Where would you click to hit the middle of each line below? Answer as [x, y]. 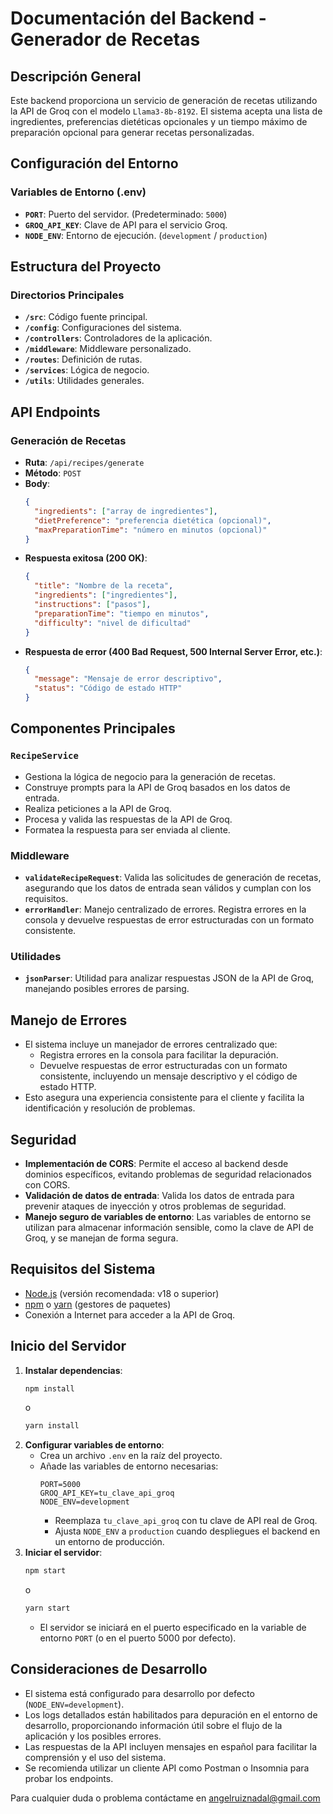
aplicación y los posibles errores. [93, 1736]
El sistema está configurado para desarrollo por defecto [139, 1693]
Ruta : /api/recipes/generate [84, 463]
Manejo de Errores [69, 1020]
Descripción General [76, 76]
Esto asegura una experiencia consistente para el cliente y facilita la [164, 1098]
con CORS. [47, 1184]
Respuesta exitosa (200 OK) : [86, 558]
